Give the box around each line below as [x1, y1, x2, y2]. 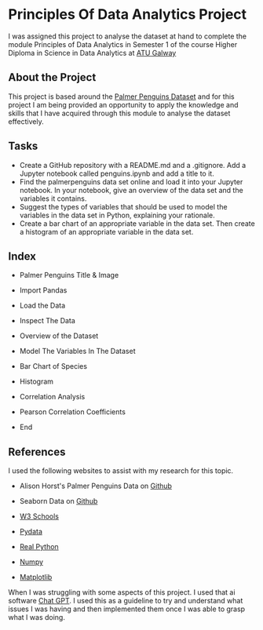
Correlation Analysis [19, 392, 86, 402]
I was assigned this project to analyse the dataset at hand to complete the [8, 31, 247, 41]
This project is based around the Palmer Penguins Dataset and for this [8, 92, 235, 101]
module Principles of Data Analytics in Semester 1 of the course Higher [8, 39, 238, 49]
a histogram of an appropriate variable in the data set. [19, 227, 194, 236]
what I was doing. [8, 613, 65, 622]
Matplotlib [19, 573, 53, 582]
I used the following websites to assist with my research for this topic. [8, 466, 234, 475]
